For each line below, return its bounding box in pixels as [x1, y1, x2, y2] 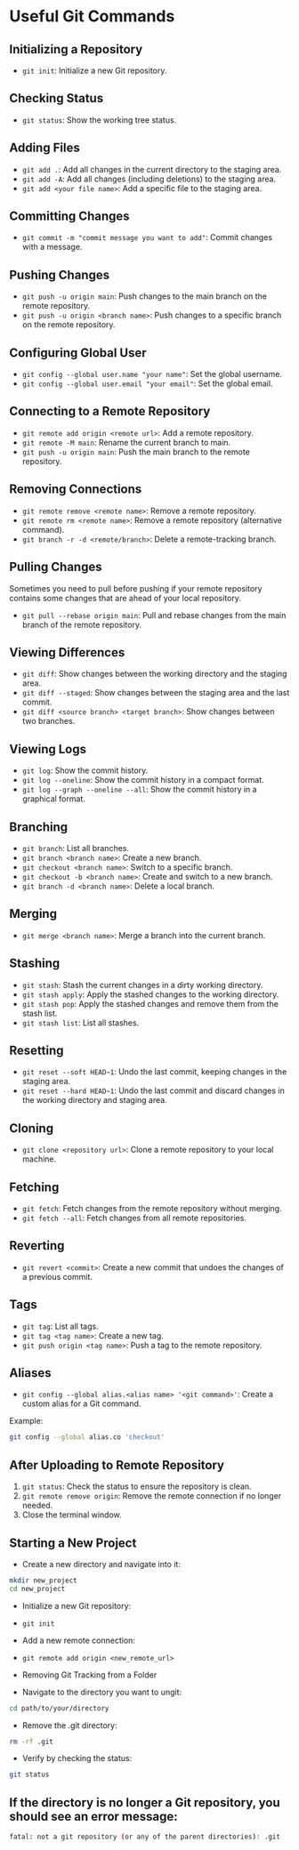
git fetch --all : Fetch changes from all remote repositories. [21, 1212, 247, 1223]
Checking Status [9, 91, 104, 106]
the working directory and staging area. [21, 1095, 167, 1106]
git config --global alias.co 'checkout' [9, 1433, 166, 1442]
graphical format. [21, 793, 86, 804]
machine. [21, 1154, 57, 1164]
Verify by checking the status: [21, 1753, 133, 1764]
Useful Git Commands [9, 6, 175, 27]
